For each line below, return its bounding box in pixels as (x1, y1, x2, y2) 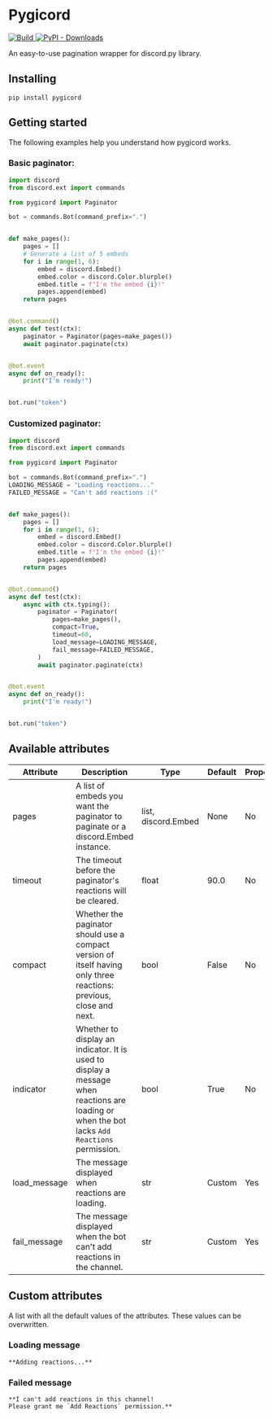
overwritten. (8, 1319, 50, 1329)
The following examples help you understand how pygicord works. (8, 137, 232, 147)
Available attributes (8, 742, 110, 756)
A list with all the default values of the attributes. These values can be (8, 1311, 242, 1320)
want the (76, 800, 110, 812)
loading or (76, 1105, 115, 1116)
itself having (76, 959, 123, 970)
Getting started (8, 116, 88, 129)
